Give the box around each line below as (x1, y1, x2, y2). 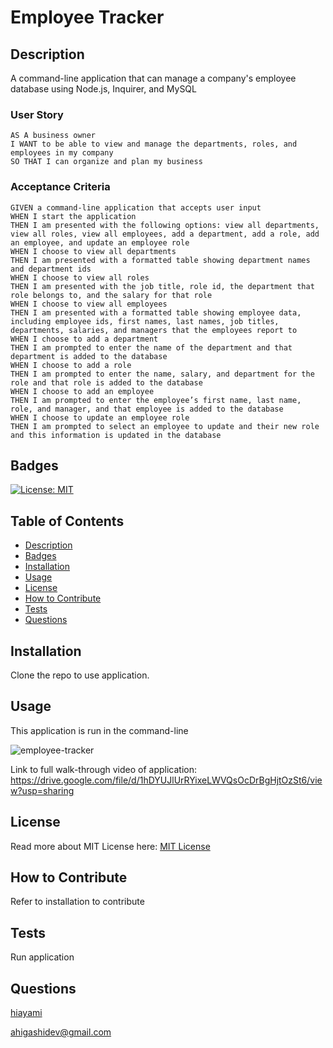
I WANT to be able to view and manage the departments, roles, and (10, 139, 298, 150)
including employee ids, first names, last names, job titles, (10, 316, 280, 326)
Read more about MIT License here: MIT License (10, 840, 211, 852)
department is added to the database (10, 351, 168, 361)
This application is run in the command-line (10, 724, 189, 736)
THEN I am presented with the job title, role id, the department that (10, 281, 315, 291)
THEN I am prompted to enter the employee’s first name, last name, (10, 395, 302, 405)
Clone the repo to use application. (10, 669, 150, 681)
